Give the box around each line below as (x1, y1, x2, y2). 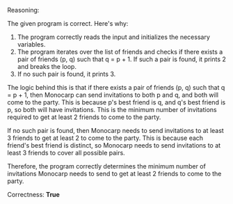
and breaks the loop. (17, 63, 77, 70)
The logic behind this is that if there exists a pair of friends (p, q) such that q (7, 84, 225, 91)
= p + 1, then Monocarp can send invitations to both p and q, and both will (7, 91, 219, 99)
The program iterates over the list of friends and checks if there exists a (17, 48, 223, 56)
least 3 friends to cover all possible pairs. (7, 149, 125, 157)
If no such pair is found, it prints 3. (17, 70, 116, 78)
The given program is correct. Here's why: (7, 19, 129, 27)
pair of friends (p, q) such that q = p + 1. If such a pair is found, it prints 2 (17, 55, 226, 63)
